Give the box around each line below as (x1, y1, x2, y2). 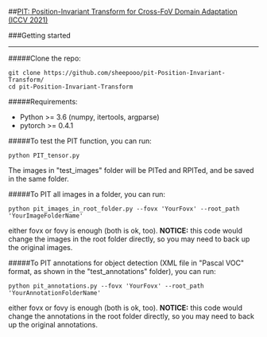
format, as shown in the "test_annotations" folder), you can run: (8, 267, 216, 276)
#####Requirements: (8, 97, 78, 106)
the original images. (8, 243, 73, 252)
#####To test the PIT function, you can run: (8, 136, 153, 146)
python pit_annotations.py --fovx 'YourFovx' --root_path (8, 282, 204, 290)
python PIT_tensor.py (8, 151, 80, 159)
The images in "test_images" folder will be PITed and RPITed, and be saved (8, 166, 254, 174)
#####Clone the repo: (8, 53, 81, 63)
